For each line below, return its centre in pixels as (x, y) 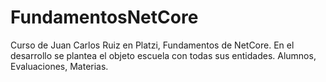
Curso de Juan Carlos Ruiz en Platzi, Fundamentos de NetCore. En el (152, 45)
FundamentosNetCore (104, 17)
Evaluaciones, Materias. (59, 66)
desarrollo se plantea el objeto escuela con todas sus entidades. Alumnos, (163, 55)
